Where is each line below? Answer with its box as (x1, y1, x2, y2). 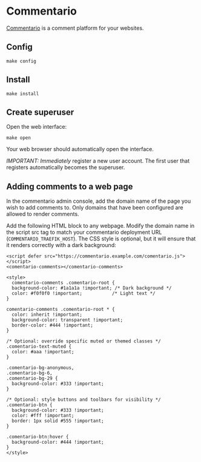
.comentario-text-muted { (6, 344, 71, 350)
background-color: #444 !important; (12, 439, 104, 446)
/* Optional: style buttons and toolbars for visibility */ (6, 396, 162, 403)
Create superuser (6, 107, 74, 117)
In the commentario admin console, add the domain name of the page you (6, 197, 191, 205)
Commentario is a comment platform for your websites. (6, 24, 144, 32)
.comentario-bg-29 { (6, 375, 59, 382)
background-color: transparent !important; (12, 317, 123, 323)
